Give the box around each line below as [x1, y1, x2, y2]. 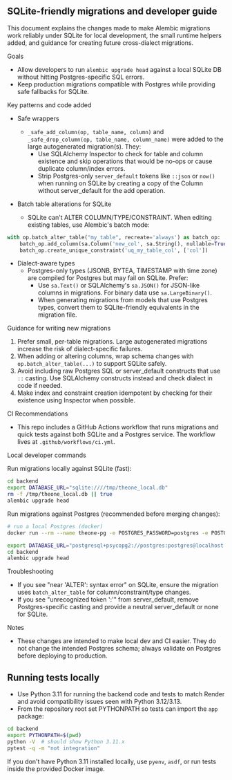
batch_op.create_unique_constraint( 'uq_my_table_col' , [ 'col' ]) [19, 247, 209, 254]
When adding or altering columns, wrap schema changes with [17, 352, 194, 360]
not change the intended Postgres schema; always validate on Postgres [17, 644, 221, 653]
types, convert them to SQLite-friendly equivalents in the [37, 304, 200, 312]
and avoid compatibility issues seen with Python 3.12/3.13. [17, 698, 182, 706]
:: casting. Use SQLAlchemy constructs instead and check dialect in [17, 374, 213, 382]
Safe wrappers [17, 114, 60, 122]
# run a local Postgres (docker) [7, 523, 104, 530]
